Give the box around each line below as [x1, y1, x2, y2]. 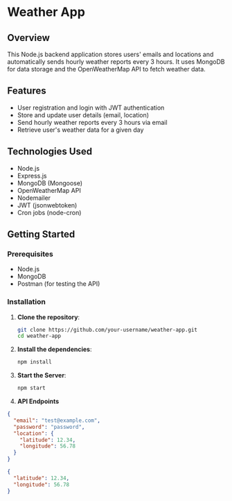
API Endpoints [17, 397, 60, 406]
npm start [17, 384, 46, 392]
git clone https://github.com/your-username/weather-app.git [17, 326, 198, 333]
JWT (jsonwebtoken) [17, 201, 78, 209]
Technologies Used [7, 146, 92, 158]
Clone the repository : [17, 313, 80, 321]
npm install [17, 359, 52, 366]
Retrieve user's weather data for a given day [17, 126, 144, 134]
